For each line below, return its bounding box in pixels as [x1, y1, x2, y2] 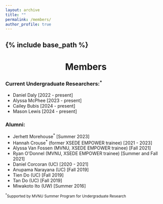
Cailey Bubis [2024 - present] [12, 103, 76, 109]
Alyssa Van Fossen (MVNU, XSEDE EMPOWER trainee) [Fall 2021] [12, 145, 151, 151]
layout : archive [5, 7, 40, 13]
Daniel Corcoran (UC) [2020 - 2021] [12, 161, 88, 167]
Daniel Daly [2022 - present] [12, 92, 73, 98]
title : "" [5, 12, 27, 17]
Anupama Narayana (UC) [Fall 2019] [12, 167, 89, 173]
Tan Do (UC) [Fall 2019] [12, 177, 62, 184]
